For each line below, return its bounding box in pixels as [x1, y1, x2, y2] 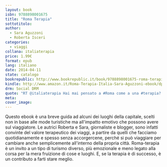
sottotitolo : [5, 21, 32, 26]
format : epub [5, 58, 32, 63]
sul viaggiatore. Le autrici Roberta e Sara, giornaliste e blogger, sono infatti [5, 124, 158, 130]
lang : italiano [5, 63, 37, 68]
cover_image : [5, 100, 32, 105]
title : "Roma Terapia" [5, 16, 52, 21]
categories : [5, 40, 30, 45]
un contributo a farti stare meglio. [5, 156, 74, 162]
